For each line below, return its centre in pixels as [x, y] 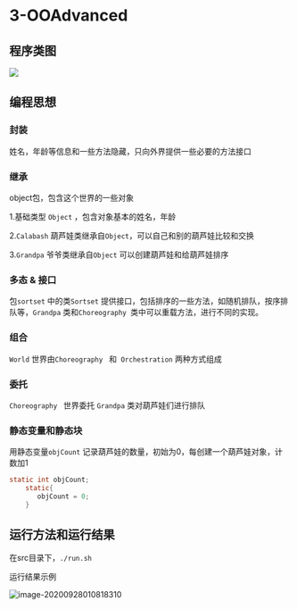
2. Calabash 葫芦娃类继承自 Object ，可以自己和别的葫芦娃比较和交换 [132, 235]
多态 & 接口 [33, 279]
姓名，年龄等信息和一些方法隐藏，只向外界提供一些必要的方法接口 [130, 151]
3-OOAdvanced [69, 16]
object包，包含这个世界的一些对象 [72, 197]
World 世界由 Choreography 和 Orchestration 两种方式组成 [115, 359]
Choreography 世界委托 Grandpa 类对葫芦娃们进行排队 [107, 405]
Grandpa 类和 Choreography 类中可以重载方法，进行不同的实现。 [148, 313]
